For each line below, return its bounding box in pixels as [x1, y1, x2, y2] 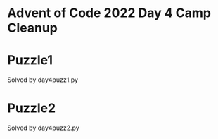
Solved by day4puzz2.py [7, 123, 79, 132]
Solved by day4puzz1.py [7, 75, 79, 84]
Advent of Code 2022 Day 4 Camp [7, 5, 211, 21]
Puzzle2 [7, 100, 56, 116]
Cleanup [7, 20, 58, 36]
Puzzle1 [7, 52, 53, 68]
